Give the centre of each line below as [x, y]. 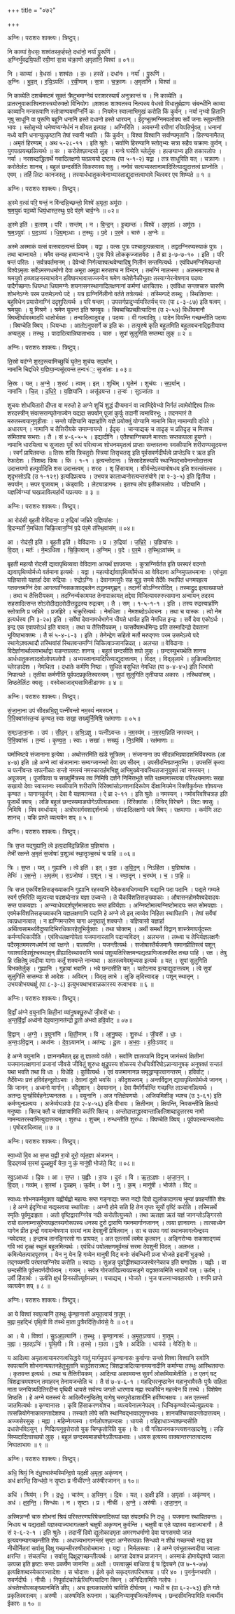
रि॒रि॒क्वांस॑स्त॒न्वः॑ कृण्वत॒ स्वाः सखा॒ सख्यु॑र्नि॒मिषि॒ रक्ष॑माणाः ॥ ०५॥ [74, 718]
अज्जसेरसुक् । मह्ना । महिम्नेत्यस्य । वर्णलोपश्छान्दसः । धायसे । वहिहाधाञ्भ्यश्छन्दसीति [102, 1421]
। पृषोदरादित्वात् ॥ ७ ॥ [33, 1127]
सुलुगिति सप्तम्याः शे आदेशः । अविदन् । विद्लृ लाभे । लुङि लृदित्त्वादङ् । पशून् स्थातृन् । [103, 976]
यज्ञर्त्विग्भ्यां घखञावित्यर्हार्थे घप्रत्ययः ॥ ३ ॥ [53, 492]
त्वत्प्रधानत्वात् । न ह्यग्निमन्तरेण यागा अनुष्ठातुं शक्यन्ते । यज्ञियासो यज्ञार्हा [86, 921]
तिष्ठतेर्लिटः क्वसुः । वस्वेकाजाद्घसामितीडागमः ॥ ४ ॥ [65, 682]
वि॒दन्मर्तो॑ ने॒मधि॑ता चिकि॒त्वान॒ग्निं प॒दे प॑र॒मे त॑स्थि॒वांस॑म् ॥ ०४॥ [71, 528]
